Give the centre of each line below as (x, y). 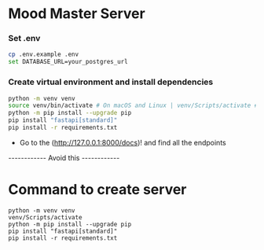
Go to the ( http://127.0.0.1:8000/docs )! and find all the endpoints (123, 142)
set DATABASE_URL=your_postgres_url (68, 62)
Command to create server (97, 190)
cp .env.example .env (44, 55)
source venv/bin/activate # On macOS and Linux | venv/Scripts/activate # (133, 106)
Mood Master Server (77, 14)
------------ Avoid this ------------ (64, 157)
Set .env (24, 39)
